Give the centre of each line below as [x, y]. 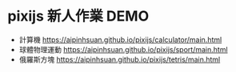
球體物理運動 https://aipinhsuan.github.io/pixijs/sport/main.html [124, 49]
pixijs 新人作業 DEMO [78, 16]
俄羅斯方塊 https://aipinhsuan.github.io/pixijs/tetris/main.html [120, 59]
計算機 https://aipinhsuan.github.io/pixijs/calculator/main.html [120, 40]
